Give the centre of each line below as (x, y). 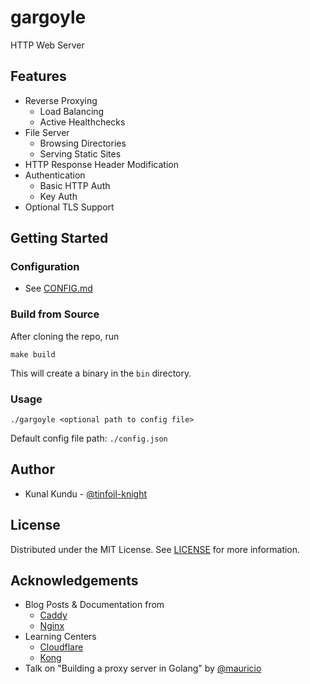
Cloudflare (61, 647)
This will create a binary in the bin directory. (101, 373)
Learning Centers (60, 637)
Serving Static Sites (80, 153)
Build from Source (55, 314)
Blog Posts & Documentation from (94, 605)
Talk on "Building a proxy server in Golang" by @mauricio (143, 668)
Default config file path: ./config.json (89, 438)
